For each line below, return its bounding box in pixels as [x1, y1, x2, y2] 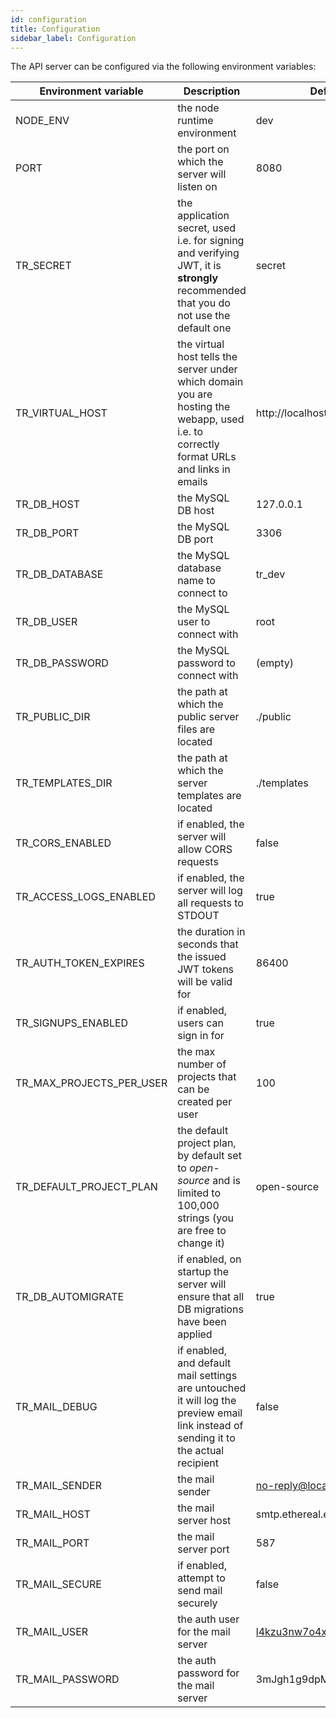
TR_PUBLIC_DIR [15, 710, 91, 724]
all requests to [177, 896, 244, 910]
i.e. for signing [177, 234, 245, 248]
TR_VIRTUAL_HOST [15, 406, 108, 420]
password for [177, 1666, 240, 1680]
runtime [177, 114, 214, 128]
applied [177, 1327, 213, 1341]
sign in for [177, 1029, 225, 1043]
